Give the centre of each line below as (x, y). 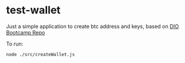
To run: (15, 44)
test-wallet (33, 10)
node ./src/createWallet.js (41, 54)
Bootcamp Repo (26, 32)
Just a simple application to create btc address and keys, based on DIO (92, 26)
